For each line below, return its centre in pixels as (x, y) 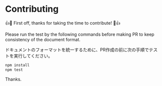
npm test (14, 70)
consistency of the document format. (43, 39)
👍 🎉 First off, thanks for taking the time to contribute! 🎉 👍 (63, 23)
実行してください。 (33, 56)
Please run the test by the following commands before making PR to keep (80, 34)
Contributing (32, 9)
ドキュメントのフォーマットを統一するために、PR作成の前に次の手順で (77, 50)
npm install (17, 65)
